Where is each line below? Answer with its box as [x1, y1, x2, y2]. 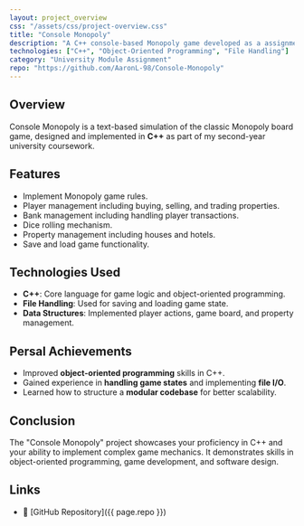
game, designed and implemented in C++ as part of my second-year [9, 130, 266, 141]
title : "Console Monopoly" [9, 30, 111, 39]
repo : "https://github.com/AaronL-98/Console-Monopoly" [9, 64, 224, 73]
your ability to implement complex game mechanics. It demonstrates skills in [9, 446, 294, 457]
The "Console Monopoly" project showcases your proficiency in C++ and [9, 437, 283, 447]
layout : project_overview [9, 13, 107, 23]
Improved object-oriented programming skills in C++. [22, 368, 225, 379]
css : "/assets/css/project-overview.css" [9, 22, 168, 31]
